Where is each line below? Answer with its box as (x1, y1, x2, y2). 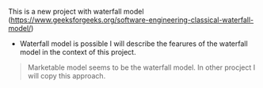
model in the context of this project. (19, 48, 136, 56)
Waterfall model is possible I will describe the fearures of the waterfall (19, 39, 248, 48)
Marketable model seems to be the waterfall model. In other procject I (27, 63, 256, 72)
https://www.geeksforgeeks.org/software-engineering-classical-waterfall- (10, 15, 254, 25)
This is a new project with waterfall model (8, 7, 144, 16)
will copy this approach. (27, 71, 106, 80)
